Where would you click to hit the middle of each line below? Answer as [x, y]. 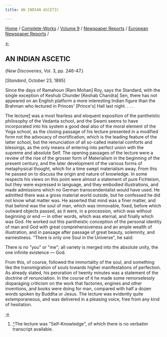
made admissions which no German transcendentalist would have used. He [83, 190]
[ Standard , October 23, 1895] [35, 81]
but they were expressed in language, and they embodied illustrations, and [82, 184]
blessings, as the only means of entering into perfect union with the [75, 148]
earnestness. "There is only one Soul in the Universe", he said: [69, 238]
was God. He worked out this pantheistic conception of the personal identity [83, 222]
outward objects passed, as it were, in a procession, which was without [79, 211]
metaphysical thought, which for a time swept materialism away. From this [81, 169]
